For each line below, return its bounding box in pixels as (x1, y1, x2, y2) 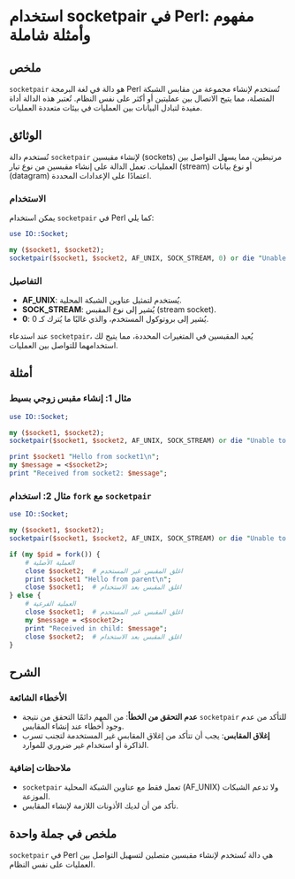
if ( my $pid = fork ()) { (9, 550, 101, 559)
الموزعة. (21, 791, 50, 802)
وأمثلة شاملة (9, 25, 91, 45)
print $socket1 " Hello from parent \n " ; (25, 575, 172, 584)
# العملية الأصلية (25, 558, 75, 567)
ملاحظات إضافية (9, 762, 72, 774)
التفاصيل (9, 274, 42, 287)
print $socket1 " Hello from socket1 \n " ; (9, 453, 161, 462)
